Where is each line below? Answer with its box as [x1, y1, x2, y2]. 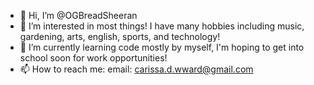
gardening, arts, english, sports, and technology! [19, 31, 221, 42]
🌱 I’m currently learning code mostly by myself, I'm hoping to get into [19, 41, 305, 53]
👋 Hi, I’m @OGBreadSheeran [19, 10, 138, 21]
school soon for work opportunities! [19, 52, 168, 64]
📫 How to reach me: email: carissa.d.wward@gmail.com [19, 63, 254, 75]
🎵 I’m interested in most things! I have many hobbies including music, [19, 20, 305, 32]
